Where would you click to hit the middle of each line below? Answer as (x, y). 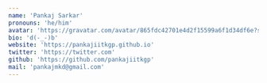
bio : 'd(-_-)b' (33, 38)
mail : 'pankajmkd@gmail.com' (56, 67)
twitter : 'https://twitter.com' (62, 52)
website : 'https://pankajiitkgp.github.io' (81, 45)
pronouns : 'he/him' (41, 23)
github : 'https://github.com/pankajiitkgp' (81, 60)
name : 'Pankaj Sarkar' (46, 15)
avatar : (21, 30)
